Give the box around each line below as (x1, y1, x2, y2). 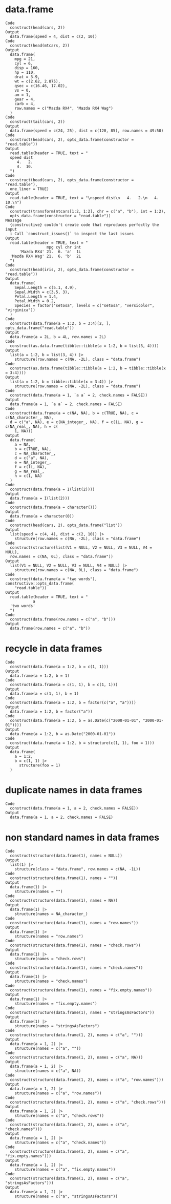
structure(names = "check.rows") (14, 956, 86, 961)
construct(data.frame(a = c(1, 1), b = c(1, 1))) (10, 682, 118, 687)
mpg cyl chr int (46, 244, 81, 250)
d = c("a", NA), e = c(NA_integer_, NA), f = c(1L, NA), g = (10, 419, 143, 425)
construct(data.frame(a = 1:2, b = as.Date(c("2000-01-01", (10, 718, 141, 723)
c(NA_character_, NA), (5, 415, 54, 420)
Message (5, 218, 22, 223)
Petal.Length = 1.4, (14, 294, 58, 299)
